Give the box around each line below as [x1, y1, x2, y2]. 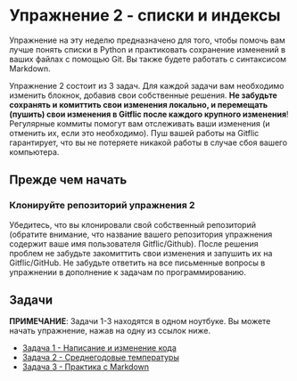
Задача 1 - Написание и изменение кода [21, 343, 177, 353]
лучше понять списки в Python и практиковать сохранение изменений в [9, 44, 286, 54]
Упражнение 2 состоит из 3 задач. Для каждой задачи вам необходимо [9, 80, 285, 91]
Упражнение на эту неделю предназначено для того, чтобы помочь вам [9, 35, 285, 45]
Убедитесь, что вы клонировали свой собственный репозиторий [9, 219, 257, 230]
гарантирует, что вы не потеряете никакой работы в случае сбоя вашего [9, 137, 288, 148]
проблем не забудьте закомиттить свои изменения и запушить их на [9, 247, 273, 258]
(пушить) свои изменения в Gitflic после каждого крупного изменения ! [9, 109, 289, 119]
